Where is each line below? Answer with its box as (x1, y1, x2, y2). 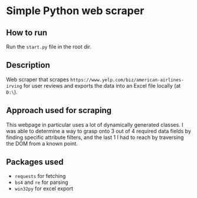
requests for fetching (14, 173, 66, 180)
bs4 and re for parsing (14, 179, 68, 186)
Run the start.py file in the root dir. (6, 43, 92, 50)
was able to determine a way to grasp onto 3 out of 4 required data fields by (6, 127, 192, 134)
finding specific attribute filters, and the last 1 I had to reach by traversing (6, 134, 184, 141)
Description (6, 60, 50, 70)
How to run (6, 28, 48, 38)
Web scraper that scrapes (6, 75, 70, 83)
